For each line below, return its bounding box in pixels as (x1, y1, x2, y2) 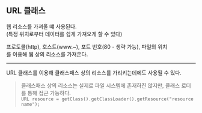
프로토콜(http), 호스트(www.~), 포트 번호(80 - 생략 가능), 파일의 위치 (6, 43, 168, 50)
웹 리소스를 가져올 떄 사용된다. (6, 23, 77, 30)
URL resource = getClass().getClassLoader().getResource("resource (20, 96, 194, 102)
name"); (20, 101, 40, 107)
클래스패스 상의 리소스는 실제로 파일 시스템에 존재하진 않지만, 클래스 (20, 82, 180, 89)
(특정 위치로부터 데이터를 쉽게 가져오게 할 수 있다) (6, 30, 123, 37)
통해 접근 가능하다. (27, 89, 71, 96)
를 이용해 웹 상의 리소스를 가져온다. (6, 50, 88, 58)
